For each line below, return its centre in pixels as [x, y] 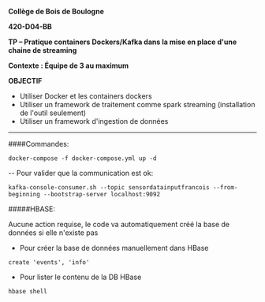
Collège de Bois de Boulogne [56, 11]
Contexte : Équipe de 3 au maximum [69, 65]
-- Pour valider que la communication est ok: [81, 173]
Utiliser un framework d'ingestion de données [94, 121]
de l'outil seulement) [53, 113]
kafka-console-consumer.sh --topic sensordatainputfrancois [109, 188]
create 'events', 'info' [49, 263]
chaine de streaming [43, 50]
